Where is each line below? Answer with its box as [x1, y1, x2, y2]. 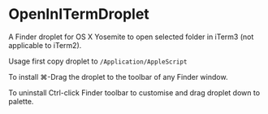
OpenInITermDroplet [8, 5, 150, 24]
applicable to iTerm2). [8, 40, 82, 50]
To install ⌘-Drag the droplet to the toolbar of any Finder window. [8, 72, 228, 81]
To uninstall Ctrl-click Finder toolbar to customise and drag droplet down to [8, 87, 261, 98]
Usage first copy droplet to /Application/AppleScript [8, 56, 188, 66]
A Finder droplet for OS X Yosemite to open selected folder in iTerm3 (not [8, 32, 254, 42]
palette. [8, 96, 34, 106]
